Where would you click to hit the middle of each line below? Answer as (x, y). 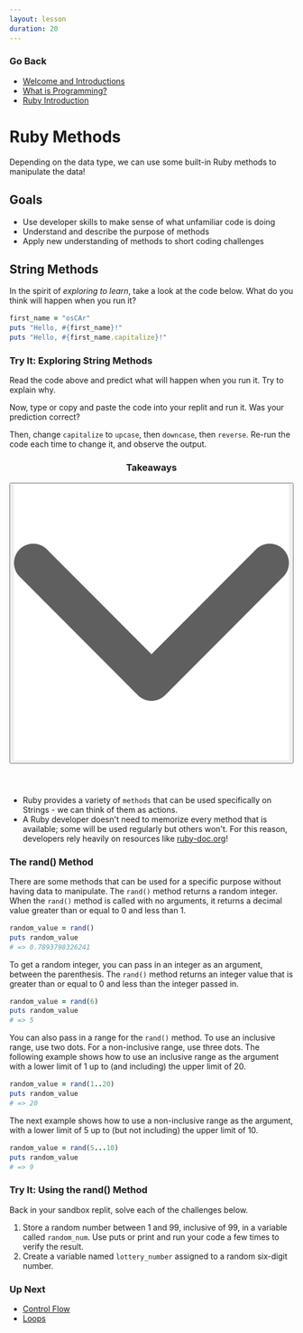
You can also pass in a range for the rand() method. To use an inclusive (142, 1038)
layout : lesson (38, 19)
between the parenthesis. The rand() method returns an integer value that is (151, 974)
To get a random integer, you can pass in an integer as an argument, (136, 964)
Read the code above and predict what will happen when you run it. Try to (147, 381)
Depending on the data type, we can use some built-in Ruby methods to (143, 162)
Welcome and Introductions (73, 80)
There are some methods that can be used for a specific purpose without (145, 881)
